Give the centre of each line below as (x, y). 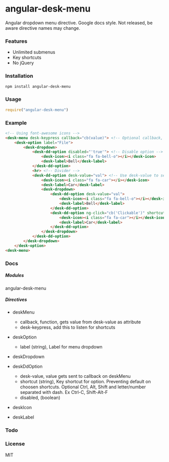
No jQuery (23, 63)
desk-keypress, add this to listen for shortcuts (68, 327)
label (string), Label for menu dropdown (61, 347)
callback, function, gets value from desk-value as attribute (80, 322)
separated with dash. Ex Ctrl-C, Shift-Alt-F (64, 392)
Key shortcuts (27, 57)
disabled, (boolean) (40, 398)
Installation (19, 76)
